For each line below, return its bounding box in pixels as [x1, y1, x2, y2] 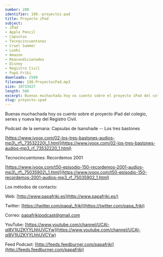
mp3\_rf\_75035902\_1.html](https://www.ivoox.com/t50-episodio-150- [5, 169, 147, 175]
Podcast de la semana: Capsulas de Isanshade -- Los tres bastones [5, 126, 140, 131]
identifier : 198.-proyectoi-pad [5, 12, 70, 17]
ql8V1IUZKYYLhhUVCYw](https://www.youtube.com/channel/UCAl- [5, 227, 141, 233]
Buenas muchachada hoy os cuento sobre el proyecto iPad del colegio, [5, 111, 147, 117]
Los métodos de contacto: [5, 184, 57, 190]
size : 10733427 [5, 84, 36, 89]
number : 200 [5, 7, 29, 12]
